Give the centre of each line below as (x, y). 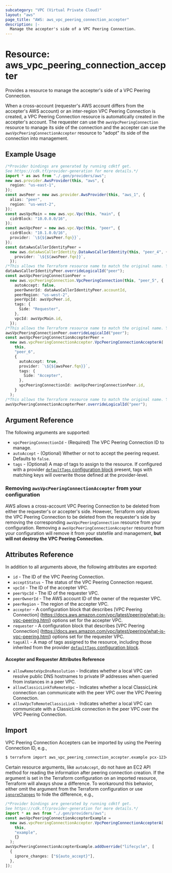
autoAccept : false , (35, 285)
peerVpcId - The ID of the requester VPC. (56, 593)
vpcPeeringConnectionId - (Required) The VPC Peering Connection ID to (89, 442)
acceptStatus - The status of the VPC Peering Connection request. (83, 582)
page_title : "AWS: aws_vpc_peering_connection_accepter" (67, 19)
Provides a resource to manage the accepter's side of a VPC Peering (78, 91)
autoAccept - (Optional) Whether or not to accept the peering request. (86, 453)
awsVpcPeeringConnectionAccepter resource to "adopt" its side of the (77, 133)
